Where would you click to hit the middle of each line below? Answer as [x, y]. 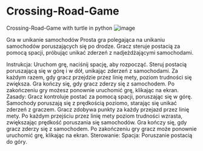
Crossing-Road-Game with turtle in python [59, 28]
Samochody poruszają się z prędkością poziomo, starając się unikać [92, 103]
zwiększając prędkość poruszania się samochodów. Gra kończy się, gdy [97, 122]
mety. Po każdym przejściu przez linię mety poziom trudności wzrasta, [95, 116]
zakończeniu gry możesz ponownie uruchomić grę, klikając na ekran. [93, 90]
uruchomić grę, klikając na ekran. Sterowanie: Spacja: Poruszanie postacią [99, 135]
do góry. [17, 141]
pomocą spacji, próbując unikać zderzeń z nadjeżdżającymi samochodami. [100, 52]
